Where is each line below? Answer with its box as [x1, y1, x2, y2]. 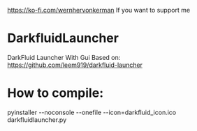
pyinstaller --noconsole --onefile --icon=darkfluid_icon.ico [7, 108, 177, 116]
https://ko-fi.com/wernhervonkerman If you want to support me [7, 6, 191, 14]
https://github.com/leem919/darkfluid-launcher [7, 61, 143, 69]
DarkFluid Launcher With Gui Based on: [7, 53, 121, 61]
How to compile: [7, 85, 103, 101]
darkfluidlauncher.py [7, 115, 67, 124]
